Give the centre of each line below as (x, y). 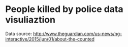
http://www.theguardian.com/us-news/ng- (77, 33)
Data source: (19, 33)
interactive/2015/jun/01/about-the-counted (50, 39)
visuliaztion (30, 20)
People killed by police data (64, 9)
